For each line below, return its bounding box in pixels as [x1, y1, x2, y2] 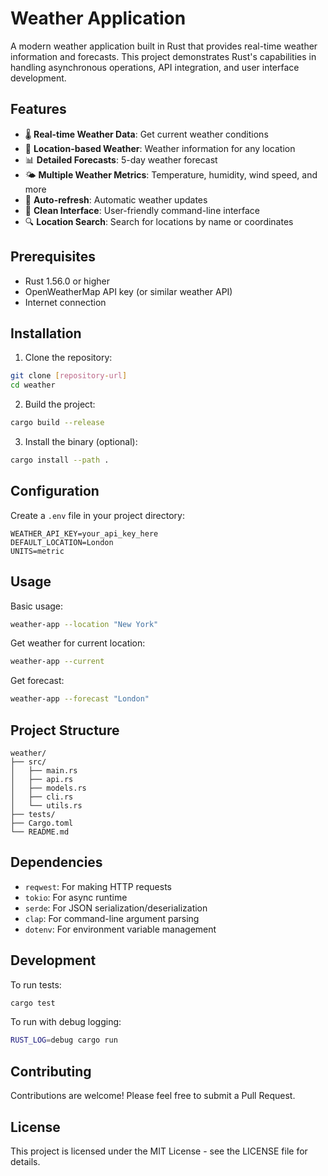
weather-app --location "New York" [10, 619, 159, 629]
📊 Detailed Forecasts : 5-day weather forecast [24, 153, 218, 166]
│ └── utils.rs [10, 800, 83, 811]
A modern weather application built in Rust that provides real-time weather [10, 40, 318, 52]
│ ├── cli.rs [10, 792, 74, 802]
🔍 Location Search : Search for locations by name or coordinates [24, 215, 294, 227]
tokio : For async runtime [24, 891, 128, 903]
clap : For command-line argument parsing [24, 912, 200, 924]
